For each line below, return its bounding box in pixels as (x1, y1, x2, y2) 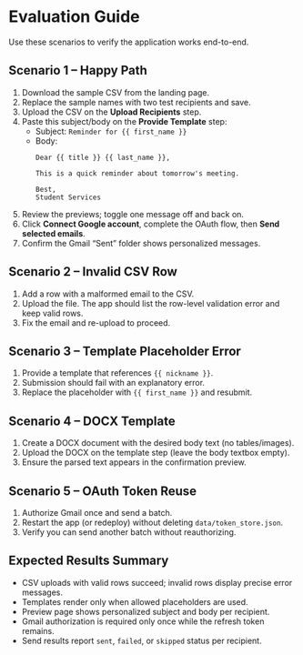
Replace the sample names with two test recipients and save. (21, 96, 251, 107)
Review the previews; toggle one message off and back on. (21, 208, 245, 219)
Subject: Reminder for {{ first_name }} (35, 126, 187, 136)
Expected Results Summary (8, 553, 169, 569)
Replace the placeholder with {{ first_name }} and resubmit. (21, 387, 253, 398)
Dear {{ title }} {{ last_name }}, (35, 153, 170, 162)
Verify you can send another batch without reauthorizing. (21, 527, 237, 538)
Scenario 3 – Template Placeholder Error (8, 343, 242, 358)
